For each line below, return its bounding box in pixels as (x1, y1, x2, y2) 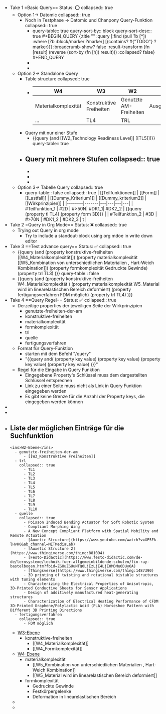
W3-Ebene (17, 630, 40, 636)
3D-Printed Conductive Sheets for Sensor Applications (10, 585, 127, 590)
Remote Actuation (10, 533, 47, 538)
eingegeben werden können (25, 399, 83, 405)
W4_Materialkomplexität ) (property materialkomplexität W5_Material (17, 281, 159, 287)
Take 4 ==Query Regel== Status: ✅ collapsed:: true (10, 297, 117, 303)
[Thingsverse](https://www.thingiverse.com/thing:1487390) (28, 568, 154, 573)
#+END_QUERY (32, 55, 64, 60)
